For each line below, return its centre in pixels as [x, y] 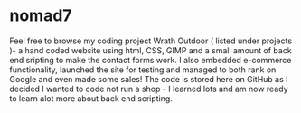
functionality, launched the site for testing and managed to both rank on [143, 70]
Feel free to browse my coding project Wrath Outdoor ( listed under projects [150, 41]
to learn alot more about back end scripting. [91, 98]
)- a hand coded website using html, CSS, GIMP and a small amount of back [150, 50]
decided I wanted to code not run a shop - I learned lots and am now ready [149, 89]
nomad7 [41, 16]
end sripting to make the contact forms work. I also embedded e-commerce [150, 60]
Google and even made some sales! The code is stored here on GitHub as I [149, 79]
